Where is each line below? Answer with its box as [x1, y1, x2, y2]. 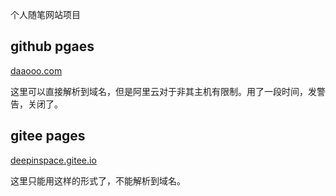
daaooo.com [10, 64, 63, 77]
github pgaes [10, 38, 95, 55]
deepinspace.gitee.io [10, 154, 97, 166]
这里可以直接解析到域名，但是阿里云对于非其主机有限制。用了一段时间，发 [10, 85, 317, 97]
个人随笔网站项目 [10, 9, 81, 20]
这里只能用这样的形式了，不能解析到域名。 [10, 174, 186, 187]
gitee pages [10, 128, 86, 145]
